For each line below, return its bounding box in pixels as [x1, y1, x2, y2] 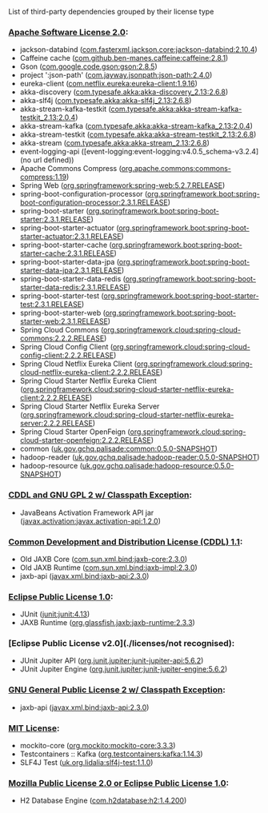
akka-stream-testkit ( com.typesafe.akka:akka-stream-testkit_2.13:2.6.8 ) [19, 130, 257, 139]
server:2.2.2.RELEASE [19, 419, 94, 428]
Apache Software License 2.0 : [8, 26, 129, 38]
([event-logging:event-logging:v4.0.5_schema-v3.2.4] [81, 147, 259, 157]
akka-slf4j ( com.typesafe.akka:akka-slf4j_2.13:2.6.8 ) [19, 96, 192, 106]
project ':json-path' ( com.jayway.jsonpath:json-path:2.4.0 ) [19, 70, 213, 80]
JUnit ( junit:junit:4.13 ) [19, 609, 90, 619]
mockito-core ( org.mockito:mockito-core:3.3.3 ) [19, 741, 176, 751]
